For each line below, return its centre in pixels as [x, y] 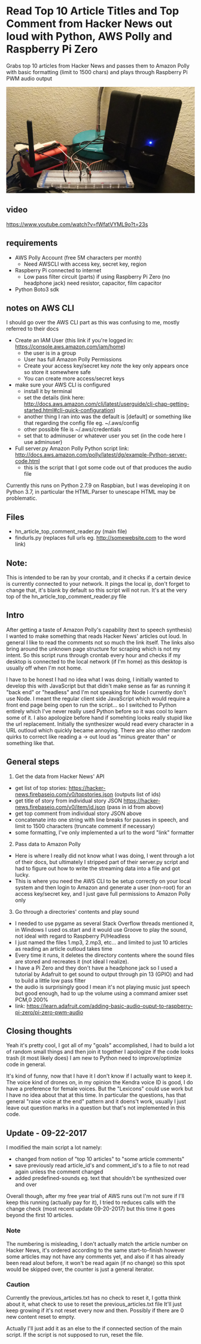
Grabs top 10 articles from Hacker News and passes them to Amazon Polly [98, 66]
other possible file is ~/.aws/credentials [72, 430]
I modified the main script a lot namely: [54, 1148]
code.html [27, 461]
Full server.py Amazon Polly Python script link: [72, 448]
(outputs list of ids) [138, 794]
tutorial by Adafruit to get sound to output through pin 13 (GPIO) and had [104, 974]
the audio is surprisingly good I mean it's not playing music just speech [102, 987]
